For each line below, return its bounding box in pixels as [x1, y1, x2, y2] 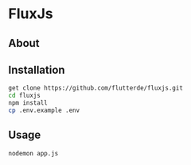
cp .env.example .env [8, 106, 80, 115]
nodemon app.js [8, 149, 59, 157]
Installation [8, 63, 65, 76]
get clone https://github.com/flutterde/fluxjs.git [8, 84, 183, 92]
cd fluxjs [8, 92, 41, 100]
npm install [8, 99, 48, 107]
